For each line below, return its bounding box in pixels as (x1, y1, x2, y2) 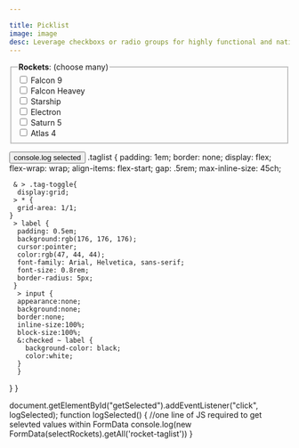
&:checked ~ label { (17, 336, 93, 346)
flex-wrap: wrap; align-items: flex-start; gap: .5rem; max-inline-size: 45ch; (9, 163, 282, 174)
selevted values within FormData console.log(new (9, 419, 192, 430)
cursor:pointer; (17, 242, 77, 252)
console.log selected (13, 153, 82, 163)
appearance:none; (17, 297, 82, 306)
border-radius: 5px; (17, 273, 93, 283)
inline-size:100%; (17, 321, 86, 330)
